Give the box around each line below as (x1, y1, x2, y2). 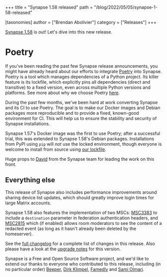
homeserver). (5, 230, 33, 237)
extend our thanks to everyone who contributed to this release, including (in (5, 260, 161, 267)
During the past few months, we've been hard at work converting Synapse (5, 99, 158, 105)
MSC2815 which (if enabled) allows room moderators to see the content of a (5, 220, 162, 226)
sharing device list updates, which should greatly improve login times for (5, 194, 155, 200)
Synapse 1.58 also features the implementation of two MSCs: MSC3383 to (5, 209, 158, 215)
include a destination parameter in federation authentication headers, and (5, 215, 158, 221)
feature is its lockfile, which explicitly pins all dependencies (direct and (5, 79, 151, 85)
